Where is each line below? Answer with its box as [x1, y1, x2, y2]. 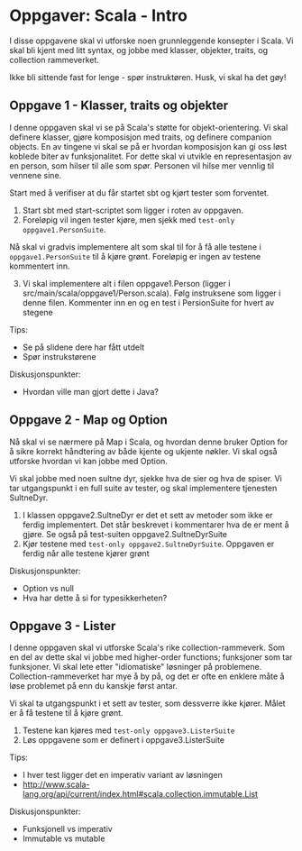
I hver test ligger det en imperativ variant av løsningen [22, 770, 223, 781]
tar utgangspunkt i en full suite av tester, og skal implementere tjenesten [9, 482, 278, 493]
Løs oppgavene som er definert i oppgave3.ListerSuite [22, 735, 225, 746]
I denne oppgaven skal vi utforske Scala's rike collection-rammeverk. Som [9, 642, 286, 654]
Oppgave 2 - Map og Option [9, 412, 169, 428]
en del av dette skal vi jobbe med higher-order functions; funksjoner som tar [9, 652, 293, 663]
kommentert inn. [9, 261, 70, 271]
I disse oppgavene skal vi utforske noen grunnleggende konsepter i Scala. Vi [9, 35, 294, 46]
